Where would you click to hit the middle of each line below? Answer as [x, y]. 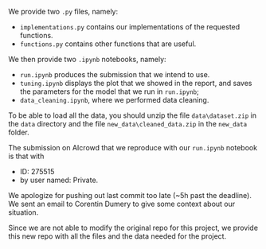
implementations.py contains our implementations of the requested [130, 27]
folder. [19, 132]
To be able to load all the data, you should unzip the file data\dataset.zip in [133, 115]
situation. [23, 212]
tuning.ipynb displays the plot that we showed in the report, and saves [136, 83]
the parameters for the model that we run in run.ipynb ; [109, 91]
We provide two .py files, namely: [63, 12]
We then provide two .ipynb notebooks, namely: [87, 59]
